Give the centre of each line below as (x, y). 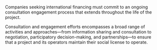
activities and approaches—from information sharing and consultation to (78, 32)
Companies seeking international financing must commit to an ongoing (77, 7)
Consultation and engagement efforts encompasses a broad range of (75, 27)
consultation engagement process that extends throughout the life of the (78, 12)
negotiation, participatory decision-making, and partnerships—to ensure (78, 37)
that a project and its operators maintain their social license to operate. (77, 42)
